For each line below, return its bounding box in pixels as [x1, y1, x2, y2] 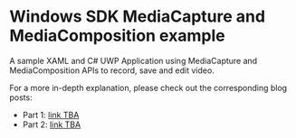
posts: [9, 92, 33, 103]
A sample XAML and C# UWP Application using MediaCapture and [9, 55, 258, 66]
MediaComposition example [9, 25, 225, 46]
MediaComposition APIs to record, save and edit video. [9, 65, 215, 76]
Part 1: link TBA [22, 109, 80, 120]
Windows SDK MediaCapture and [9, 6, 265, 27]
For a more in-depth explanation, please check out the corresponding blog [9, 82, 288, 93]
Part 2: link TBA [22, 119, 81, 130]
